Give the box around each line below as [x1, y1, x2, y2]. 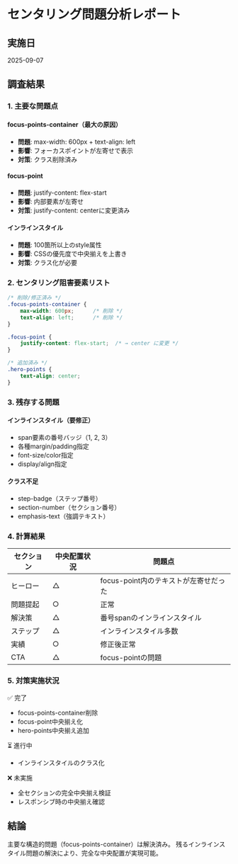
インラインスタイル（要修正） [7, 416, 94, 425]
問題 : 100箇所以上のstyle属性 [17, 240, 102, 249]
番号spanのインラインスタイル [100, 613, 202, 623]
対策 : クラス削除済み [17, 155, 78, 164]
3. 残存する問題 [7, 397, 60, 407]
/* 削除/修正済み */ [7, 295, 62, 302]
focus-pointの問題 [100, 653, 162, 663]
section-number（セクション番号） [17, 504, 121, 512]
